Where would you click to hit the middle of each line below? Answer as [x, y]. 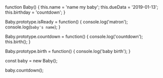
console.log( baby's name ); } [33, 27]
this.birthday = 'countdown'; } [35, 12]
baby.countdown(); [24, 70]
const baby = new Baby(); [31, 61]
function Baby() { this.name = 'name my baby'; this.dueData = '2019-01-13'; [82, 7]
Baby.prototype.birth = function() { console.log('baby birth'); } [68, 51]
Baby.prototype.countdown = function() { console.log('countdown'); [74, 37]
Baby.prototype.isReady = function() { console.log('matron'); [66, 22]
